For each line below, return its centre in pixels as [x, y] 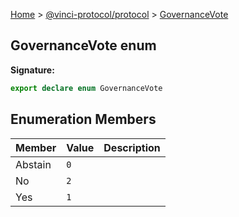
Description [132, 147]
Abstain [33, 164]
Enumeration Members [83, 119]
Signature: [32, 70]
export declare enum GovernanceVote [86, 88]
